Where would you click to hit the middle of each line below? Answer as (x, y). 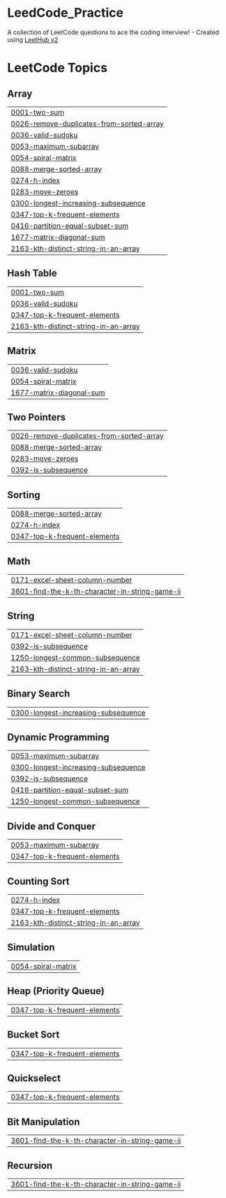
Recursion (30, 1166)
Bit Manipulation (44, 1122)
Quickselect (34, 1078)
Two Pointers (37, 417)
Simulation (31, 948)
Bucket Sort (33, 1035)
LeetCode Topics (58, 68)
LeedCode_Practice (66, 13)
